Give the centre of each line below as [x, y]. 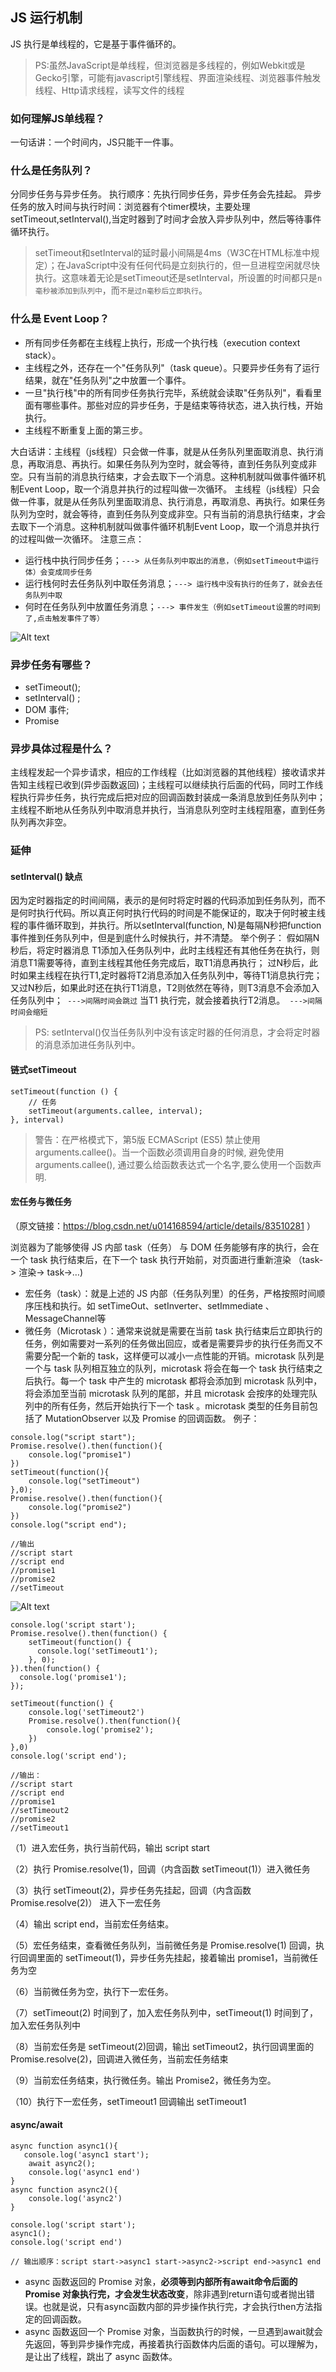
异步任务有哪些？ [51, 665]
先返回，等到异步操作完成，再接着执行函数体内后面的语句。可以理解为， [173, 2344]
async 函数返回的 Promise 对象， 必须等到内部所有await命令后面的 [161, 2282]
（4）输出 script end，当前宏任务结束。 [92, 1924]
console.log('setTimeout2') [86, 1712]
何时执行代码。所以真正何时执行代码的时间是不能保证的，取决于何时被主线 [172, 913]
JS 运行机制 [46, 18]
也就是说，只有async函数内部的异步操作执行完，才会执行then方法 [178, 2307]
